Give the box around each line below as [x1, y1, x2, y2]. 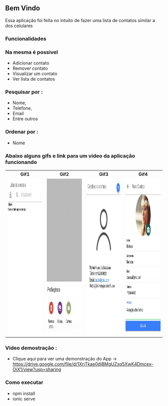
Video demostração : [5, 344, 57, 351]
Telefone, [12, 105, 32, 111]
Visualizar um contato [12, 71, 57, 77]
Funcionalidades [5, 35, 46, 42]
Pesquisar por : [5, 88, 43, 95]
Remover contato [12, 65, 48, 72]
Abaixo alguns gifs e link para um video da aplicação [5, 152, 135, 159]
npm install [12, 390, 35, 396]
